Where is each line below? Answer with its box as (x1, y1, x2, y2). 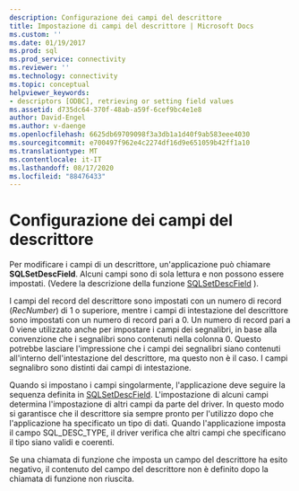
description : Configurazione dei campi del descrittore (9, 13, 222, 22)
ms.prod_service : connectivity (9, 55, 126, 64)
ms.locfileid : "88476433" (9, 171, 106, 180)
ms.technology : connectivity (9, 72, 118, 81)
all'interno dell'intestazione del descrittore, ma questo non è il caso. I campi (9, 353, 288, 364)
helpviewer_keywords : (9, 88, 90, 97)
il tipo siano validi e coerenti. (9, 437, 115, 448)
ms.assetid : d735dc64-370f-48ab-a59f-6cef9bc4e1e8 (9, 105, 202, 114)
